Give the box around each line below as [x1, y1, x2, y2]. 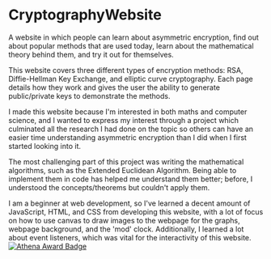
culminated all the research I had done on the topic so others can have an [8, 124, 253, 134]
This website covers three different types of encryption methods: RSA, [8, 65, 243, 74]
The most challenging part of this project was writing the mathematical [8, 156, 244, 167]
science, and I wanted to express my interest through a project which [8, 115, 239, 125]
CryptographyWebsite [8, 6, 162, 24]
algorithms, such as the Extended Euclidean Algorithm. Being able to [8, 165, 237, 175]
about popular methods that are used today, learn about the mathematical [8, 40, 254, 50]
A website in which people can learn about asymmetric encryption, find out [8, 32, 259, 42]
